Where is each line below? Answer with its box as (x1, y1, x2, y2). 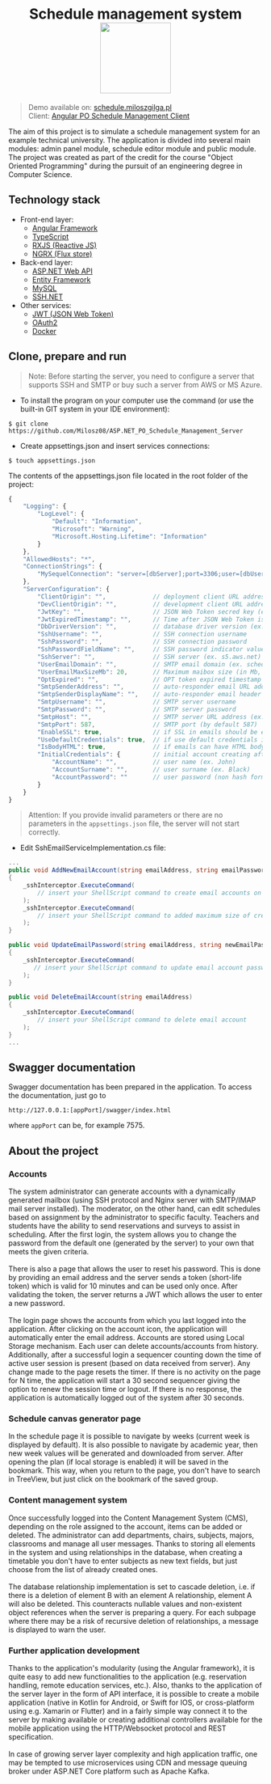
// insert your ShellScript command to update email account (33, 963, 244, 971)
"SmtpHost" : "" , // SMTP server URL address (37, 712, 248, 721)
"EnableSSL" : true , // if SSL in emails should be (37, 728, 258, 736)
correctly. (27, 827, 60, 837)
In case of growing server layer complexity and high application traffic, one (8, 1748, 258, 1759)
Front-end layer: (19, 214, 74, 224)
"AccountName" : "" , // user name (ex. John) (51, 758, 236, 767)
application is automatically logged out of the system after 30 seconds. (8, 1393, 244, 1403)
